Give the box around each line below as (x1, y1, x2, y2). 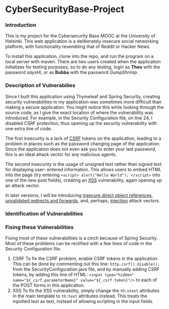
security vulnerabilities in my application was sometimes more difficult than (5, 99, 162, 105)
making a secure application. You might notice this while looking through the (5, 104, 164, 110)
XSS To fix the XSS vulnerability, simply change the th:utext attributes (12, 288, 160, 293)
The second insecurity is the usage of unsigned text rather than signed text (5, 161, 162, 167)
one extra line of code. (5, 125, 52, 131)
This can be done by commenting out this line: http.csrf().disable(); (12, 261, 160, 267)
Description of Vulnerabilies (5, 82, 76, 89)
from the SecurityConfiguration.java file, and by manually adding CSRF (12, 266, 160, 272)
